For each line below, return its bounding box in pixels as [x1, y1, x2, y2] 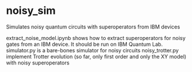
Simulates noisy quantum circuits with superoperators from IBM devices [6, 23, 180, 30]
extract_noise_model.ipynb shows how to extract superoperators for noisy [6, 34, 186, 41]
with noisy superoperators [6, 59, 70, 66]
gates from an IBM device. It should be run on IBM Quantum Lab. [6, 41, 163, 48]
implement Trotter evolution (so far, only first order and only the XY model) [6, 53, 187, 60]
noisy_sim [6, 4, 56, 17]
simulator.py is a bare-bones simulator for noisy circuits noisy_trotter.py [6, 46, 179, 53]
